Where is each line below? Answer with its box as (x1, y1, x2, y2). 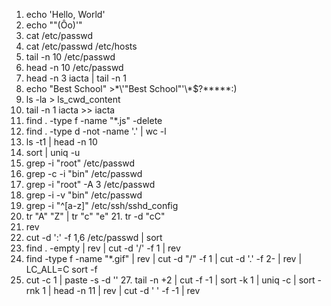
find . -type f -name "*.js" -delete (25, 115, 163, 126)
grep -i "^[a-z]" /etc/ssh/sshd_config (25, 200, 179, 211)
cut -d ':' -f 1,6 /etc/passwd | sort (25, 232, 163, 243)
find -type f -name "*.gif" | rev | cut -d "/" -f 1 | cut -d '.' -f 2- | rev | (25, 253, 303, 264)
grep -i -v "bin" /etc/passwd (25, 189, 143, 201)
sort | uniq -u (25, 147, 81, 158)
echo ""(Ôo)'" (25, 19, 83, 31)
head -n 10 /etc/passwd (25, 62, 124, 73)
